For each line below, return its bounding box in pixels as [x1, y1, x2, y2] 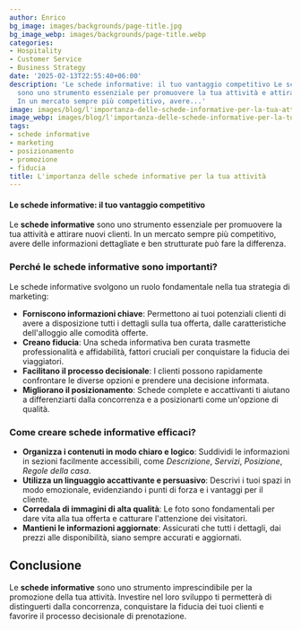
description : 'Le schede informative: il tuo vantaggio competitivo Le [9, 80, 282, 89]
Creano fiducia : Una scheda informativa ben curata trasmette [21, 337, 251, 347]
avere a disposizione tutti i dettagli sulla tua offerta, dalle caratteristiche [21, 318, 287, 328]
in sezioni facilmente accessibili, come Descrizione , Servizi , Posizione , [21, 456, 283, 467]
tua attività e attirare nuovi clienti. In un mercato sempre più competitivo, [9, 229, 277, 240]
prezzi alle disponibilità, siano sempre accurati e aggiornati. [21, 532, 242, 543]
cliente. [21, 494, 50, 505]
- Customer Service [9, 55, 82, 64]
